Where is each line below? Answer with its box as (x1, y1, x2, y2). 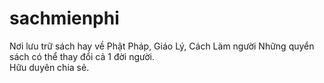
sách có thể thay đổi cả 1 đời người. (9, 50, 156, 62)
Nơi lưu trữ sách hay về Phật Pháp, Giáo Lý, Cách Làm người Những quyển (9, 40, 315, 52)
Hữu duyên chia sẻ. (9, 61, 90, 73)
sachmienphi (9, 7, 120, 30)
